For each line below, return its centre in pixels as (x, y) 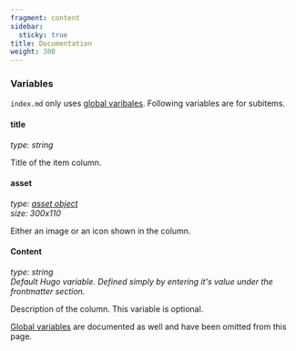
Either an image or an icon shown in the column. (101, 231)
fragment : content (45, 18)
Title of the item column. (56, 162)
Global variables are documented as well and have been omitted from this (148, 327)
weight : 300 (33, 52)
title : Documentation (51, 43)
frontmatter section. (48, 292)
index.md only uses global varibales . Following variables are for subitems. (148, 103)
